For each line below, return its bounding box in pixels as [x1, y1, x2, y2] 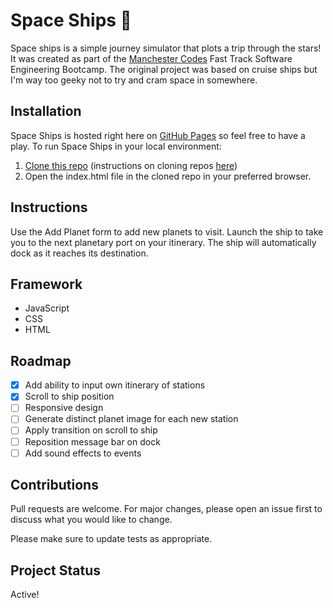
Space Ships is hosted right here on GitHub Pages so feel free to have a [10, 129, 306, 141]
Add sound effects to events [24, 447, 142, 459]
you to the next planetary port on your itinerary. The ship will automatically [10, 236, 317, 248]
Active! [10, 589, 40, 601]
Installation [10, 103, 82, 120]
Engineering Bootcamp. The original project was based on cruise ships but [10, 63, 318, 75]
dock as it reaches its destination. [10, 247, 149, 259]
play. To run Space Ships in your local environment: [10, 140, 222, 152]
